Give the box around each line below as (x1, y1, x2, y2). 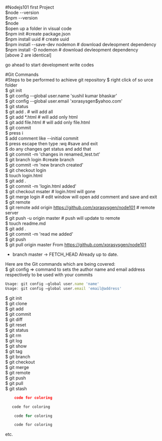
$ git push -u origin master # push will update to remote (5, 215, 120, 221)
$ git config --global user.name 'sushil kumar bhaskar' (5, 93, 117, 99)
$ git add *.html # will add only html (5, 114, 78, 120)
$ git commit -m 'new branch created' (5, 162, 83, 168)
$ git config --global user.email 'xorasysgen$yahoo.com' (5, 98, 122, 104)
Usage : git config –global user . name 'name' (5, 281, 99, 286)
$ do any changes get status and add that (5, 146, 91, 152)
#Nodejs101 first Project (5, 5, 54, 10)
